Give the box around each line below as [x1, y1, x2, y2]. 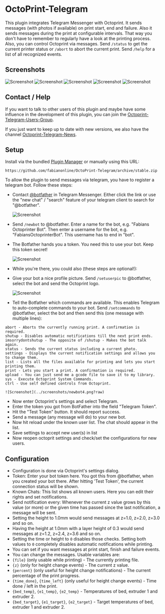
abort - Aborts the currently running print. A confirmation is [5, 325, 140, 330]
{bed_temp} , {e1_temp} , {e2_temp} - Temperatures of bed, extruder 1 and [12, 588, 158, 594]
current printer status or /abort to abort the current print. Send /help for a [5, 46, 155, 52]
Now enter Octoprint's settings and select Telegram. [12, 398, 119, 404]
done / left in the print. [12, 583, 58, 589]
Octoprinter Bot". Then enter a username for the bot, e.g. [12, 227, 128, 232]
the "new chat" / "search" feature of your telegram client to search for [12, 197, 155, 203]
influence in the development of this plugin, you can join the [5, 111, 127, 117]
